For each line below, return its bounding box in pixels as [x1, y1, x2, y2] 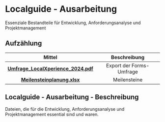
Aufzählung [5, 39, 42, 48]
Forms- [132, 62, 150, 69]
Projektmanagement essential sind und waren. [5, 111, 99, 117]
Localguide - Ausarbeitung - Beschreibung [5, 93, 139, 101]
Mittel [43, 54, 57, 61]
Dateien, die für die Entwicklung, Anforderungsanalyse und [5, 106, 125, 112]
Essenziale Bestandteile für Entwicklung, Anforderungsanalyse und [5, 20, 141, 26]
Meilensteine [112, 76, 143, 83]
